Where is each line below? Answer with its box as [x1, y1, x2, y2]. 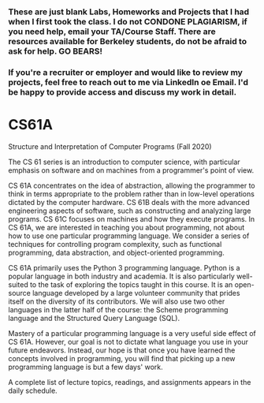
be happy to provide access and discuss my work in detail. [8, 86, 237, 97]
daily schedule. [8, 386, 58, 395]
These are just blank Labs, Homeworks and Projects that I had [8, 6, 250, 17]
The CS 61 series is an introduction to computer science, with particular [8, 157, 240, 166]
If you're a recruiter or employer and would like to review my [8, 66, 243, 77]
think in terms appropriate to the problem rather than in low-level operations [8, 188, 255, 199]
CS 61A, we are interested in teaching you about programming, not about [8, 222, 245, 232]
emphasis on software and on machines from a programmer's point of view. [8, 165, 255, 175]
